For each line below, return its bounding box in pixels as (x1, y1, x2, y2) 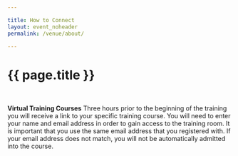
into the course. (7, 142, 53, 150)
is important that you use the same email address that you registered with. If (7, 127, 231, 135)
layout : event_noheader (7, 23, 78, 31)
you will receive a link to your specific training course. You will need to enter (7, 112, 231, 120)
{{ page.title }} (7, 67, 95, 83)
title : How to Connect (7, 16, 75, 24)
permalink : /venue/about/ (7, 30, 84, 37)
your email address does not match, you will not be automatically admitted (7, 135, 226, 143)
